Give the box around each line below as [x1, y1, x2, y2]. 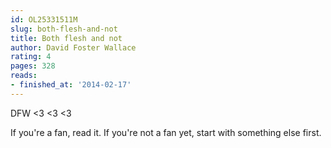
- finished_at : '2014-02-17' [10, 80, 132, 90]
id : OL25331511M [10, 14, 78, 25]
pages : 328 [10, 61, 56, 71]
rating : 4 [10, 52, 52, 62]
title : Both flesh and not [10, 33, 123, 43]
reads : [10, 71, 38, 81]
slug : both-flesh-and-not [10, 24, 118, 34]
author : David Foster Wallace [10, 42, 137, 53]
